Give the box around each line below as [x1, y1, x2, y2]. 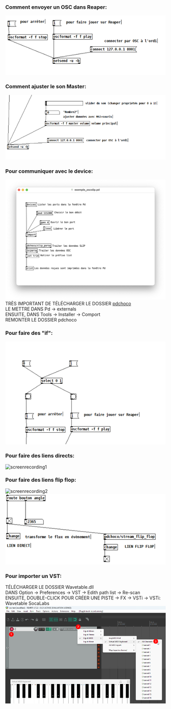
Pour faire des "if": [5, 330, 53, 337]
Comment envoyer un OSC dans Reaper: [5, 4, 107, 11]
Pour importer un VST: [5, 572, 62, 580]
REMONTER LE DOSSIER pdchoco [5, 317, 77, 323]
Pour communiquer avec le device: [5, 168, 93, 175]
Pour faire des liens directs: [5, 452, 75, 459]
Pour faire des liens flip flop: [5, 477, 76, 484]
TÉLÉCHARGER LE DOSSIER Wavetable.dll [5, 584, 94, 590]
